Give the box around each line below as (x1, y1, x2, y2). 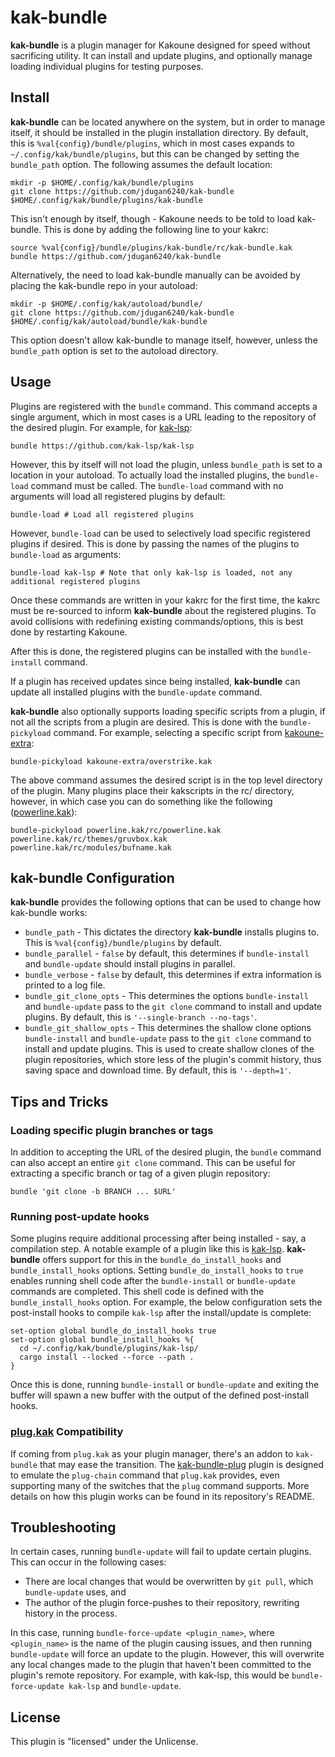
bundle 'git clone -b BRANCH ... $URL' (10, 1187, 177, 1197)
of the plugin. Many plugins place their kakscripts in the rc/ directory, (10, 784, 295, 796)
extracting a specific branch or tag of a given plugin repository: (10, 1167, 271, 1180)
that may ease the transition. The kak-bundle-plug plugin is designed (39, 1458, 324, 1470)
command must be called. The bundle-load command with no (30, 479, 284, 491)
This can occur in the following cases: (10, 1556, 167, 1568)
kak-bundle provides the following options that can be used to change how (10, 896, 322, 908)
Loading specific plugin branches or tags (10, 1123, 214, 1137)
